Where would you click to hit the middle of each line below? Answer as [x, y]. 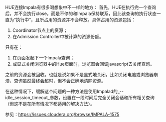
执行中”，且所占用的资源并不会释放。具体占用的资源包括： [76, 20]
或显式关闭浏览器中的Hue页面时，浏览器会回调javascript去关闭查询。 [83, 64]
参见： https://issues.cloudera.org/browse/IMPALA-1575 [62, 114]
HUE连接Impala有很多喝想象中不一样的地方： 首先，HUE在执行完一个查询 [81, 7]
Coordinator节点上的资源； [40, 30]
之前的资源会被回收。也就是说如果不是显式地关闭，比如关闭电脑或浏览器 [79, 74]
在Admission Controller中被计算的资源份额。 [58, 37]
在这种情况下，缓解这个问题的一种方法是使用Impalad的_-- [64, 91]
